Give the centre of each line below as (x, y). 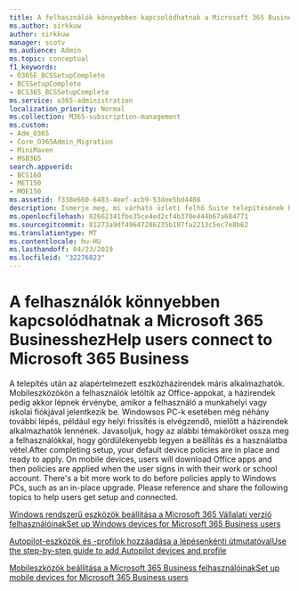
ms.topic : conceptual (49, 59)
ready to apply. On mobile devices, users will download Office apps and (141, 459)
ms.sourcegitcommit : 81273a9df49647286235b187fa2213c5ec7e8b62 (129, 225)
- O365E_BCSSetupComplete (57, 76)
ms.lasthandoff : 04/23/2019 (61, 250)
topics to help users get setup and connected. (93, 497)
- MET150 (25, 184)
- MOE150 (25, 192)
